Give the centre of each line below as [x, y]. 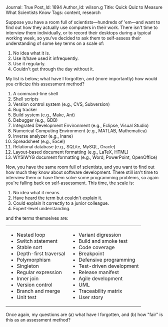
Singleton [28, 266]
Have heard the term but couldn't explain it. [57, 198]
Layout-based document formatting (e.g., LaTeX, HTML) [71, 152]
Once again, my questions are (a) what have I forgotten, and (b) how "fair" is [84, 315]
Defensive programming [107, 260]
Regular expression [39, 272]
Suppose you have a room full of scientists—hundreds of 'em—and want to [83, 22]
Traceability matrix [100, 291]
